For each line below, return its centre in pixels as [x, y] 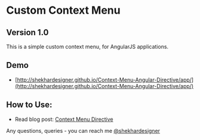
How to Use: [29, 105]
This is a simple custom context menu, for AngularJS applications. [87, 46]
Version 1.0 [27, 32]
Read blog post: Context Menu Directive [64, 119]
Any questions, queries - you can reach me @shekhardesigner [83, 130]
